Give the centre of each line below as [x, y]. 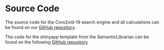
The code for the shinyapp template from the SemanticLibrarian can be [77, 37]
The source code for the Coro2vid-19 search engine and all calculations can [82, 22]
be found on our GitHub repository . [41, 27]
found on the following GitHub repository [47, 42]
